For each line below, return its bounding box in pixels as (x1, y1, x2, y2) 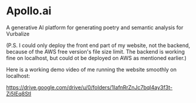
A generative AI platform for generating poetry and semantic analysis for (6, 24, 184, 31)
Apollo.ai (6, 4, 52, 18)
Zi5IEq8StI (6, 90, 31, 97)
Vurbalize (6, 30, 30, 37)
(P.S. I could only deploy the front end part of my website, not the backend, (6, 42, 191, 49)
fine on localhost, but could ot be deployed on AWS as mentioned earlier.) (6, 54, 187, 61)
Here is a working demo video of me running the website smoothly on (6, 65, 177, 73)
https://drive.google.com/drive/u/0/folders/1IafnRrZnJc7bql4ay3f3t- (6, 83, 173, 90)
